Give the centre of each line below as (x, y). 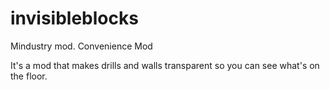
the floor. (29, 76)
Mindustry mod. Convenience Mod (81, 46)
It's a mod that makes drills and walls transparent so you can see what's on (165, 65)
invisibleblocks (74, 18)
